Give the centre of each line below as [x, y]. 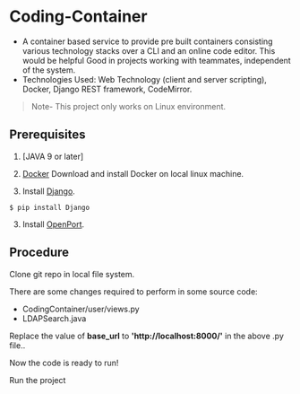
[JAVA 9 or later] [53, 156]
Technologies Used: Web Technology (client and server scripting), [144, 79]
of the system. [49, 70]
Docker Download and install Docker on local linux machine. [133, 173]
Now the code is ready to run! [64, 363]
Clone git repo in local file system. [72, 274]
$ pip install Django [50, 207]
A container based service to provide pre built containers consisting [147, 41]
